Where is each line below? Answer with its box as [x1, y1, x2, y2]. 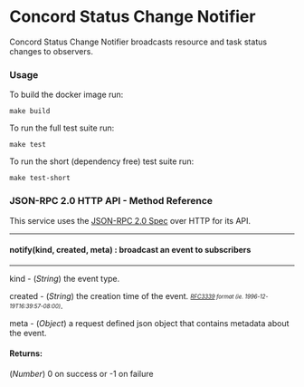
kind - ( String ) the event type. [9, 273, 120, 284]
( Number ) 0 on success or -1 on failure [9, 368, 154, 379]
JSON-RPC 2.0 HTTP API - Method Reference [9, 195, 214, 208]
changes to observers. [9, 45, 93, 56]
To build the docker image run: [9, 89, 124, 101]
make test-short [9, 174, 71, 183]
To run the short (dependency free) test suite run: [9, 156, 195, 167]
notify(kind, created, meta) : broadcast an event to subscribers [9, 245, 252, 256]
